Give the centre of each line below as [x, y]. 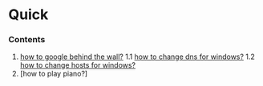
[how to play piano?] [54, 74]
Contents [27, 40]
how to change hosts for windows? [78, 65]
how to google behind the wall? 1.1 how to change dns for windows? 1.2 [137, 57]
